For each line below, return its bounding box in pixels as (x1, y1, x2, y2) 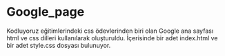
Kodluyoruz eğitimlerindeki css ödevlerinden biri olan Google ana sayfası (6, 27, 214, 35)
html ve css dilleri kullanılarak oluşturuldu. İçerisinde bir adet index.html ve (6, 33, 218, 42)
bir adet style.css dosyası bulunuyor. (6, 41, 111, 49)
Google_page (6, 4, 85, 20)
